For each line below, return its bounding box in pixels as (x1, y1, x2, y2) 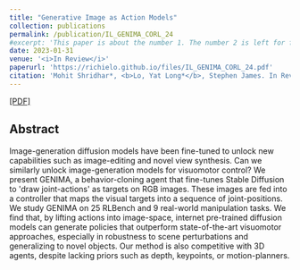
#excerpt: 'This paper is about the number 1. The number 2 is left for (9, 38, 286, 47)
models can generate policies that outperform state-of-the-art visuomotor (9, 221, 282, 232)
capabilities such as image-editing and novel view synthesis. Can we (9, 155, 262, 165)
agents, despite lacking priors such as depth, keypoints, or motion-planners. (9, 249, 290, 260)
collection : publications (9, 21, 105, 30)
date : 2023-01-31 (9, 46, 74, 55)
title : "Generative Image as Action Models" (9, 13, 178, 22)
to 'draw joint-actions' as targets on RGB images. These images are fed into (9, 183, 287, 194)
